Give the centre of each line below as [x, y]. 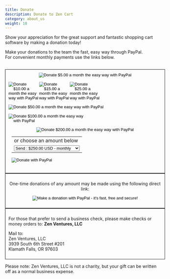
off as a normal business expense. [40, 272]
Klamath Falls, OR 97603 [33, 249]
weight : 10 [16, 23]
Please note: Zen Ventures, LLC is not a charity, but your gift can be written [81, 266]
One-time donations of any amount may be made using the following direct [85, 184]
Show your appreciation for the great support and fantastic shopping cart [79, 37]
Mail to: [16, 233]
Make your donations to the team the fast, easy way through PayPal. [74, 52]
